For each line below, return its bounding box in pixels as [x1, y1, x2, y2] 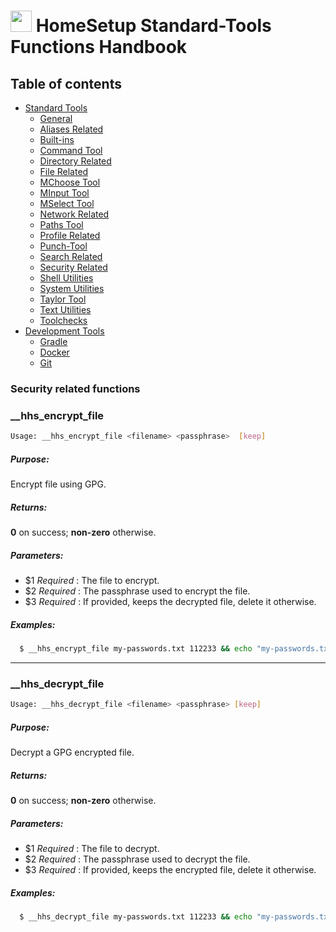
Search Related [39, 251, 103, 262]
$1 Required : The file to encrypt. [24, 575, 160, 586]
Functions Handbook [10, 36, 188, 59]
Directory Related [39, 155, 112, 167]
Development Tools [24, 325, 105, 337]
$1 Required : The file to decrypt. [24, 842, 160, 854]
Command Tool [39, 145, 103, 156]
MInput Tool [39, 187, 90, 199]
